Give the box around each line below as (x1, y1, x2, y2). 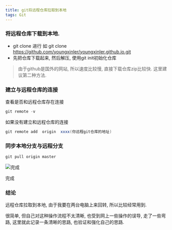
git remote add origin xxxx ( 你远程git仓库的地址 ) (5, 129, 112, 134)
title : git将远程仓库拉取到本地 (5, 7, 67, 13)
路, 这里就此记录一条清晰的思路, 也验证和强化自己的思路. (5, 219, 124, 225)
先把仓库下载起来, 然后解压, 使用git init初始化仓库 (12, 54, 117, 61)
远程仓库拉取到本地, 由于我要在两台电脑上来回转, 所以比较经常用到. (5, 202, 147, 208)
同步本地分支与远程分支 (5, 142, 63, 149)
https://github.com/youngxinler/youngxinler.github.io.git (12, 48, 131, 54)
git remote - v (5, 109, 36, 114)
